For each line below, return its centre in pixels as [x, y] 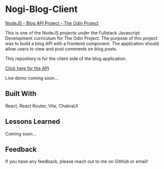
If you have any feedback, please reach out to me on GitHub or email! [77, 161]
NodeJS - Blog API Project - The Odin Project [52, 23]
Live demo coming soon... [32, 78]
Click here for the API [27, 68]
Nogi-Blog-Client [41, 9]
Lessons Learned [32, 122]
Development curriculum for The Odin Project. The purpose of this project [81, 38]
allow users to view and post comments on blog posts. [61, 49]
